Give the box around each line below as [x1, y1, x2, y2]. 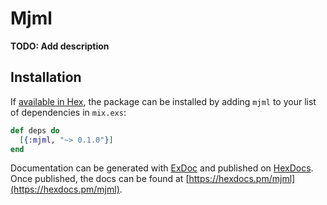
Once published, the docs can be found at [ [10, 173, 190, 185]
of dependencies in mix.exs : [10, 106, 127, 118]
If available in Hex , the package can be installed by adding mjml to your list [10, 95, 317, 107]
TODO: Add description [10, 40, 110, 52]
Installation [10, 69, 82, 86]
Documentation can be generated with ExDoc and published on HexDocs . [10, 162, 314, 174]
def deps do [10, 125, 60, 136]
